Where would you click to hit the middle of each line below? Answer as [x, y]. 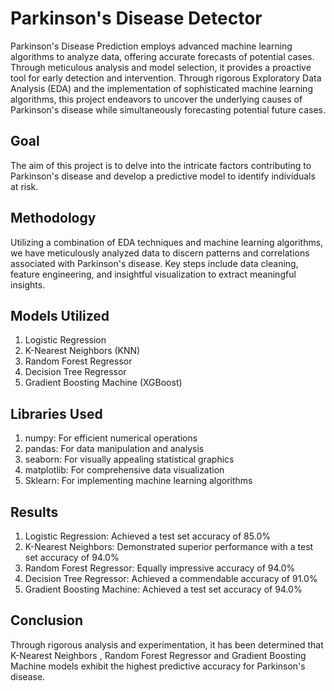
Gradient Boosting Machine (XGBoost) [103, 383]
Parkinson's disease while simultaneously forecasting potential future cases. [168, 109]
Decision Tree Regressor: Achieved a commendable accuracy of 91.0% [171, 578]
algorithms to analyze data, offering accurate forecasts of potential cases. [162, 56]
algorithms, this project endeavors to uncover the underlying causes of [156, 99]
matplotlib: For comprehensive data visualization [124, 470]
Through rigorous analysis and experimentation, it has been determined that [167, 644]
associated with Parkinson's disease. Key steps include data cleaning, [154, 263]
